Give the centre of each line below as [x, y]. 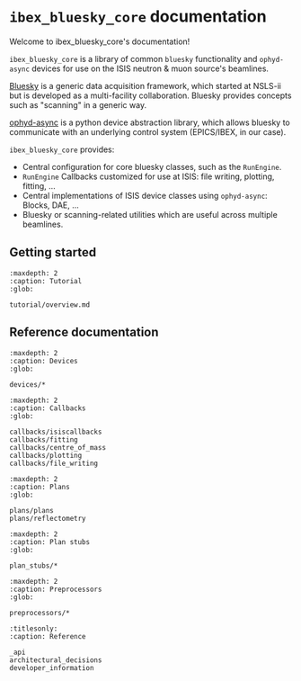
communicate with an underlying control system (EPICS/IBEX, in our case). [148, 131]
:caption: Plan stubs [50, 542]
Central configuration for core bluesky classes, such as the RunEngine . [152, 166]
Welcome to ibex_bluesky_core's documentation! [100, 41]
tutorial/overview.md [50, 305]
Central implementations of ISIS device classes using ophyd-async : [145, 195]
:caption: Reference [48, 636]
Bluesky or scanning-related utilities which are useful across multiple [150, 214]
